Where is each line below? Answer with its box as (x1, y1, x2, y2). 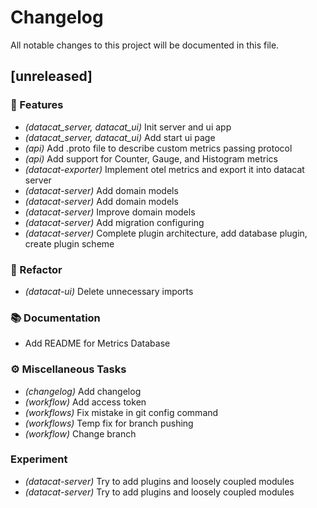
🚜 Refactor (10, 262, 63, 276)
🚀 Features (10, 98, 64, 112)
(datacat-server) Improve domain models (24, 206, 196, 218)
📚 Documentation (10, 311, 101, 325)
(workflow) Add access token (24, 396, 147, 408)
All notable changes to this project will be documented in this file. (10, 39, 280, 51)
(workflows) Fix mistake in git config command (24, 406, 219, 418)
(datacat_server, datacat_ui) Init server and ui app (24, 121, 232, 133)
